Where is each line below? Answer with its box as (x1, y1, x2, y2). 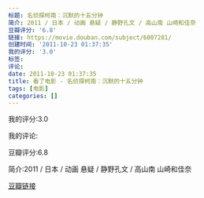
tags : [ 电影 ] (8, 84, 49, 93)
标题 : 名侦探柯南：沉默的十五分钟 (8, 11, 104, 20)
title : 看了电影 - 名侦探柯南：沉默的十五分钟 (8, 77, 143, 85)
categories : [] (8, 92, 58, 100)
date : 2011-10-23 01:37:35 (8, 70, 97, 78)
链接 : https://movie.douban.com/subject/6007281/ (8, 33, 172, 42)
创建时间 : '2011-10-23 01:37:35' (8, 41, 113, 49)
